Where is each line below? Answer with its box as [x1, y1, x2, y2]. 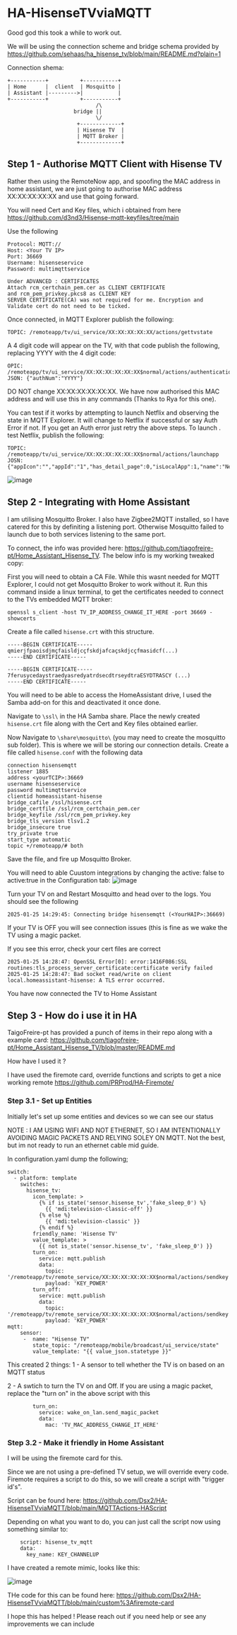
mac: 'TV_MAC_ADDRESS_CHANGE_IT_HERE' [44, 1421, 159, 1428]
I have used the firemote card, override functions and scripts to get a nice [7, 1071, 221, 1079]
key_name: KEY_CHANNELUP [25, 1551, 99, 1558]
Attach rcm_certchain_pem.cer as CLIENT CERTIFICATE [7, 284, 166, 291]
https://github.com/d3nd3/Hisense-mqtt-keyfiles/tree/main [7, 213, 180, 222]
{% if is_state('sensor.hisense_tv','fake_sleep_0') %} [38, 1199, 207, 1206]
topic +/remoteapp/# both [7, 842, 83, 849]
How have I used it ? [7, 1057, 66, 1066]
